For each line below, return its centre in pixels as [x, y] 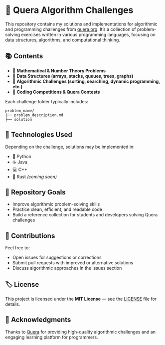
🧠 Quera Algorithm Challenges [69, 10]
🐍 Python [22, 156]
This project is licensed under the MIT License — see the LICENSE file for [81, 299]
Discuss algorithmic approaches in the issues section [67, 268]
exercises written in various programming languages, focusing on [88, 34]
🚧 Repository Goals [35, 192]
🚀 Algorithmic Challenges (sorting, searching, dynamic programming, [86, 81]
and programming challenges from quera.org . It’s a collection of [71, 29]
